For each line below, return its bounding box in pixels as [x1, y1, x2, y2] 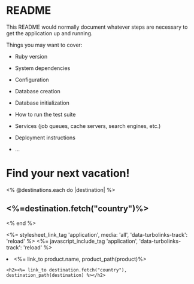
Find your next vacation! [6, 167, 130, 180]
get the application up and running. [6, 29, 93, 36]
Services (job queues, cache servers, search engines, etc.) [14, 122, 161, 129]
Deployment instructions [14, 134, 76, 141]
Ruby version [14, 53, 48, 60]
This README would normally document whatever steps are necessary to [6, 23, 188, 30]
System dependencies [14, 64, 71, 72]
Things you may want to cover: [6, 41, 83, 48]
